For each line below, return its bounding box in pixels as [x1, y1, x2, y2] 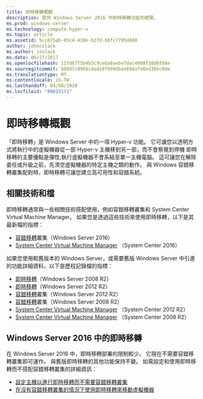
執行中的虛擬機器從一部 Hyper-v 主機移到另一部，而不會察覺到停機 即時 [16, 145, 197, 153]
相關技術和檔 [6, 188, 55, 199]
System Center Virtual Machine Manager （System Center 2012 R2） [15, 306, 189, 313]
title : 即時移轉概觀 [6, 9, 53, 15]
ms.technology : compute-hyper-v [6, 26, 88, 32]
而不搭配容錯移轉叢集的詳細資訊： [11, 365, 98, 373]
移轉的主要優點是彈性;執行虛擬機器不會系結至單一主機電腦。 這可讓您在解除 [6, 153, 197, 161]
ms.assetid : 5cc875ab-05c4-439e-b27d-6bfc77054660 [6, 37, 138, 43]
